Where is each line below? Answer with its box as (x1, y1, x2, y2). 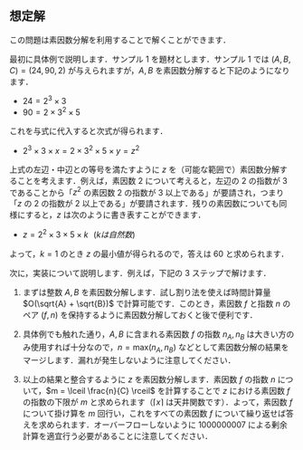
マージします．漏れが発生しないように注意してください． (22, 354, 236, 365)
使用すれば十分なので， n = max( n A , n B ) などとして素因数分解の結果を (30, 341, 289, 355)
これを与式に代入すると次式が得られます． (9, 126, 168, 137)
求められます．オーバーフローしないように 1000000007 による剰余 (38, 419, 288, 430)
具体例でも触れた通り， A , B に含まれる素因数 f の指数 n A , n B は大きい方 (22, 329, 287, 341)
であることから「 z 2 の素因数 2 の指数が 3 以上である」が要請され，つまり (9, 185, 285, 197)
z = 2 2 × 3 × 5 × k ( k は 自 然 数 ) (22, 227, 136, 240)
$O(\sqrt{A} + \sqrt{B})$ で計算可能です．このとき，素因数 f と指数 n (22, 298, 280, 310)
